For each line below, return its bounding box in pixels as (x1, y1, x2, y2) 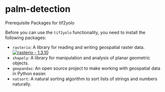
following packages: (5, 35, 47, 41)
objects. (12, 60, 29, 66)
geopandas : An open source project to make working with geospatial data (12, 65, 161, 71)
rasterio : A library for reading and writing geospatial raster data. (12, 44, 145, 50)
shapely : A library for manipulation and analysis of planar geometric (12, 54, 150, 60)
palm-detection (5, 3, 71, 15)
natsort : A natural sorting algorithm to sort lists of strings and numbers (12, 76, 158, 82)
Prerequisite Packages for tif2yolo (5, 20, 75, 26)
